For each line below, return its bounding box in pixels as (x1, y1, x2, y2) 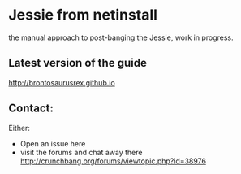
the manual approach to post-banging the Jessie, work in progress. (8, 33, 234, 42)
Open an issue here (19, 138, 86, 148)
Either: (8, 123, 31, 133)
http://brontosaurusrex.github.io (8, 77, 115, 87)
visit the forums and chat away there (19, 147, 143, 157)
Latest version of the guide (8, 56, 148, 70)
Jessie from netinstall (8, 6, 158, 24)
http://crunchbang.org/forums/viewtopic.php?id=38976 (19, 156, 207, 166)
